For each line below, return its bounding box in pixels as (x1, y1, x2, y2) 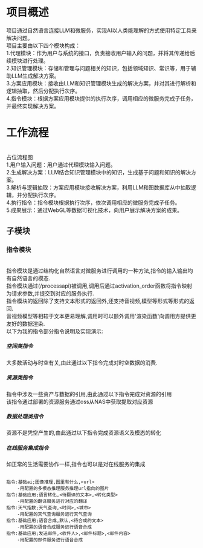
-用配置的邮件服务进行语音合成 (17, 537, 83, 543)
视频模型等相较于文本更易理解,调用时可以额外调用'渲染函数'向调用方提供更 (11, 312, 196, 320)
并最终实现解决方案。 (6, 102, 59, 110)
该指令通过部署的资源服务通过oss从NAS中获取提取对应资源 (6, 398, 153, 405)
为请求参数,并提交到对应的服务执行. (6, 289, 95, 297)
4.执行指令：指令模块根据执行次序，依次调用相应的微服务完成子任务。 (6, 199, 181, 206)
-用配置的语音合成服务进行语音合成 (17, 524, 92, 530)
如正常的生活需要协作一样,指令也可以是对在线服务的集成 (6, 461, 146, 468)
